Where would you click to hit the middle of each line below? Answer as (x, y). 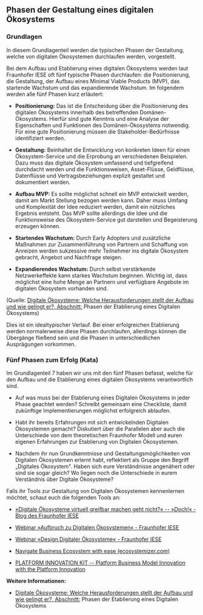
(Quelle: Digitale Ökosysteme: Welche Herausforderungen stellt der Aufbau (100, 300)
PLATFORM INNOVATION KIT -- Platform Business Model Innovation (100, 562)
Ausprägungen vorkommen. (41, 344)
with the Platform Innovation (50, 569)
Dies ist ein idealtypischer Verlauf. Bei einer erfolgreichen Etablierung (93, 325)
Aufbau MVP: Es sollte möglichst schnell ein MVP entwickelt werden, (102, 194)
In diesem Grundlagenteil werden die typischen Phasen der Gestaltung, (95, 50)
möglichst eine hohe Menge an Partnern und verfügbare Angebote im (102, 282)
